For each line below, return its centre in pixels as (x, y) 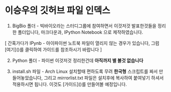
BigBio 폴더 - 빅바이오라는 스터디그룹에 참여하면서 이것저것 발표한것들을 (84, 26)
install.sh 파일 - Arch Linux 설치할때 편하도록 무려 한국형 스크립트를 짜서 (85, 71)
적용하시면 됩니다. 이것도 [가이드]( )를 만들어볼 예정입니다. (70, 84)
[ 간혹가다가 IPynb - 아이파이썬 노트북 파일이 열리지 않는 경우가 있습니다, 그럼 (82, 43)
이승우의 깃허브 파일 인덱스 (58, 11)
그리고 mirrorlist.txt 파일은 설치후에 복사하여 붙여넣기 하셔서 (104, 78)
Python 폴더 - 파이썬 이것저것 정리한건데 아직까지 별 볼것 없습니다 (78, 60)
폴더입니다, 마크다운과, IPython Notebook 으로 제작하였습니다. (81, 32)
